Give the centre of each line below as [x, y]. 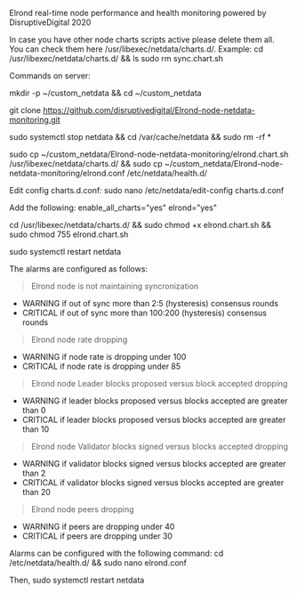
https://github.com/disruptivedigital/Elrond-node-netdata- [149, 110]
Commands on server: [50, 76]
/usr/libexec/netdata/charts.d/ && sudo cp [86, 163]
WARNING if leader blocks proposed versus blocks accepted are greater [155, 401]
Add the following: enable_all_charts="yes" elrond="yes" [113, 207]
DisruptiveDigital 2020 [50, 22]
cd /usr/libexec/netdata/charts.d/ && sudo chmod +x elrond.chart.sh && [140, 225]
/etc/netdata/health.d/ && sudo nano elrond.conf [98, 563]
